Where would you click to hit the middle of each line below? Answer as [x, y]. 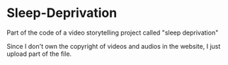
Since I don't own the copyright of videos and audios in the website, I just [114, 46]
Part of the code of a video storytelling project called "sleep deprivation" [113, 32]
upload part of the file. [39, 54]
